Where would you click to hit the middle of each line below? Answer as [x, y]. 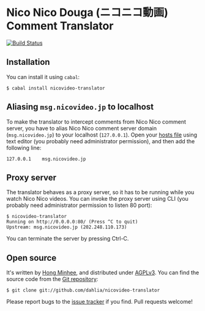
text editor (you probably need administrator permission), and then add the [101, 141]
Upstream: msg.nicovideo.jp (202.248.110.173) [67, 227]
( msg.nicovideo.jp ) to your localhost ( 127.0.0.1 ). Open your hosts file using [102, 135]
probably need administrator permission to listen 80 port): [79, 205]
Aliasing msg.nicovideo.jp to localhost [80, 107]
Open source [32, 258]
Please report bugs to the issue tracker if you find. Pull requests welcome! [99, 302]
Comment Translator [60, 26]
